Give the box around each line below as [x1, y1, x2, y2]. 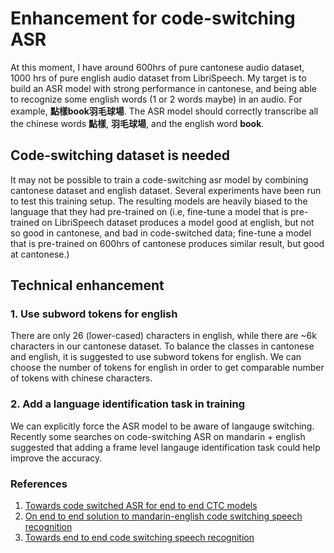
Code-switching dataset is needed [10, 147, 231, 164]
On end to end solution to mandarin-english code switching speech [24, 510, 303, 522]
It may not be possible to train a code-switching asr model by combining [10, 173, 309, 186]
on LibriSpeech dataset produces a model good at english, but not [41, 216, 315, 228]
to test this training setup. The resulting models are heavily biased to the [10, 195, 308, 207]
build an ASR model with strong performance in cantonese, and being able [10, 82, 317, 94]
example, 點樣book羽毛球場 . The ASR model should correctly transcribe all [10, 105, 319, 117]
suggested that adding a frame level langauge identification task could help [10, 441, 321, 453]
